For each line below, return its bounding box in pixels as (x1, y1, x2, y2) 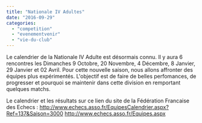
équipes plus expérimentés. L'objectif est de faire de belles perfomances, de (6, 73, 197, 80)
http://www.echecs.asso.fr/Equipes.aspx (64, 110, 166, 117)
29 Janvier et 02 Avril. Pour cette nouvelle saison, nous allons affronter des (6, 66, 193, 73)
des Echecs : (6, 104, 39, 110)
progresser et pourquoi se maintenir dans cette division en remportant (6, 79, 181, 86)
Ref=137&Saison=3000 (6, 110, 63, 117)
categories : (6, 20, 36, 26)
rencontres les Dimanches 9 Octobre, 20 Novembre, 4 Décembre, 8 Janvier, (6, 60, 196, 67)
